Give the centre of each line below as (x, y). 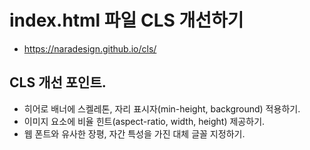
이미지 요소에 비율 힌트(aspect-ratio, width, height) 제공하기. (144, 121)
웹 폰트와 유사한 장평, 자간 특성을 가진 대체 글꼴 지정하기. (134, 133)
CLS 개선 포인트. (58, 82)
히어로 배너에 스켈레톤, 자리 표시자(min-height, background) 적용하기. (162, 108)
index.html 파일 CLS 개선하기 (126, 20)
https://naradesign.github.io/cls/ (90, 48)
